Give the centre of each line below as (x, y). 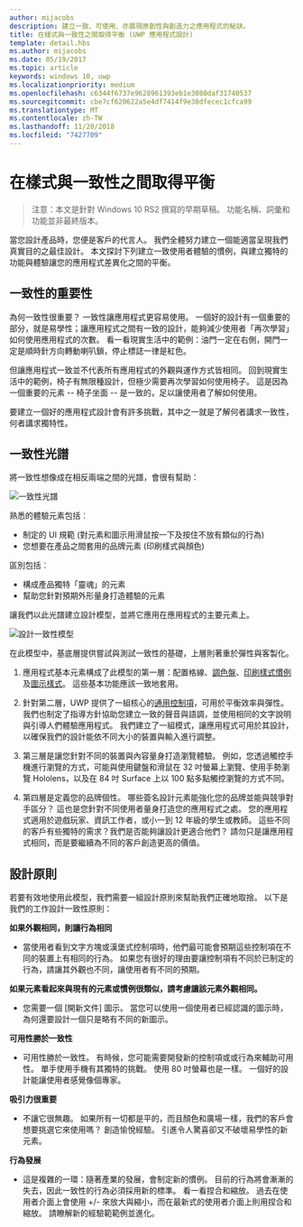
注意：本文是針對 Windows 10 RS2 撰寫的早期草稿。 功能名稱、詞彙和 (161, 209)
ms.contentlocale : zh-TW (56, 118)
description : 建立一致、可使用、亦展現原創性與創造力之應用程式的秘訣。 (130, 26)
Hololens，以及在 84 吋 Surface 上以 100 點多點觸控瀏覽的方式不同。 (161, 779)
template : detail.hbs (50, 43)
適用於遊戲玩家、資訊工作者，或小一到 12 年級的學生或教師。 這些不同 (160, 820)
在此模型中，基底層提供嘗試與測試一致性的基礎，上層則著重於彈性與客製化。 (151, 653)
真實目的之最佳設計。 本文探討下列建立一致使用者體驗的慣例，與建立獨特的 (149, 251)
